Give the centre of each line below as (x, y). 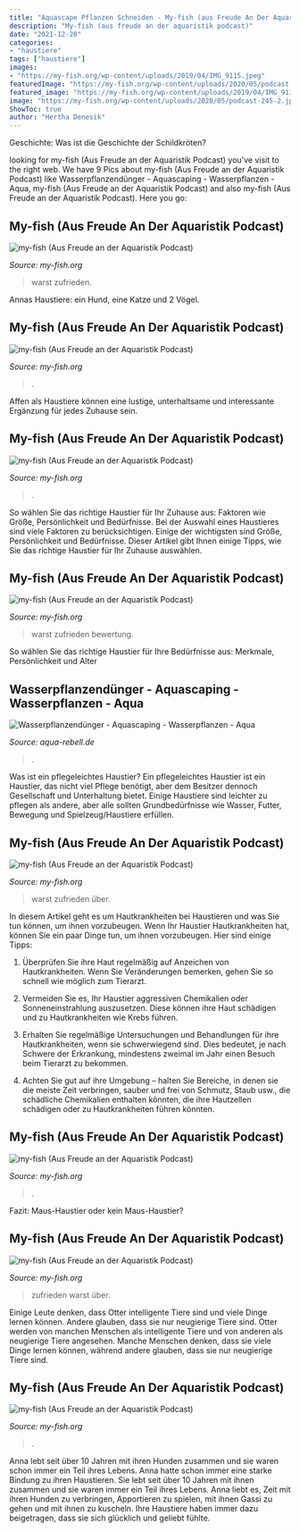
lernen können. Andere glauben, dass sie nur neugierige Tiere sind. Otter (143, 1322)
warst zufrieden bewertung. (82, 635)
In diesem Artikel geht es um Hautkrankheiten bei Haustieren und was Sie (144, 916)
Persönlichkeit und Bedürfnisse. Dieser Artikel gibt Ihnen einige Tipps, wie (146, 541)
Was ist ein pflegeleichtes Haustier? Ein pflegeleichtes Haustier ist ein (137, 777)
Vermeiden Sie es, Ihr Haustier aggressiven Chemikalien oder (135, 998)
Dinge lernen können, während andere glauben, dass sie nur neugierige (141, 1350)
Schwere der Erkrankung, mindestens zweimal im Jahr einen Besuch (148, 1054)
